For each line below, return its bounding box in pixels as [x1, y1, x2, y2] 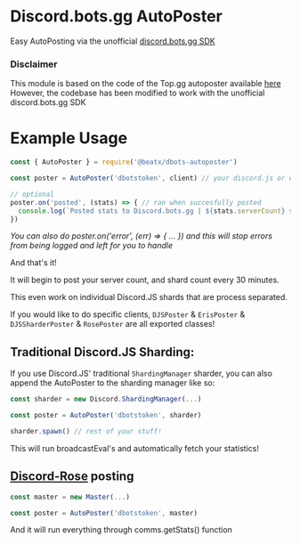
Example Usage [10, 128, 128, 149]
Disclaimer [10, 58, 58, 70]
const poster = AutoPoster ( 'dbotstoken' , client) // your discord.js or [10, 174, 286, 183]
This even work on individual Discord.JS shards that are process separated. [10, 292, 288, 303]
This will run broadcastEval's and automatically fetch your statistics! [10, 443, 259, 453]
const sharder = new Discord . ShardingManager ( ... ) [10, 394, 202, 404]
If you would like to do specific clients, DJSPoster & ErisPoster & [10, 309, 246, 320]
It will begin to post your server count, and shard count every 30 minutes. [10, 274, 280, 286]
